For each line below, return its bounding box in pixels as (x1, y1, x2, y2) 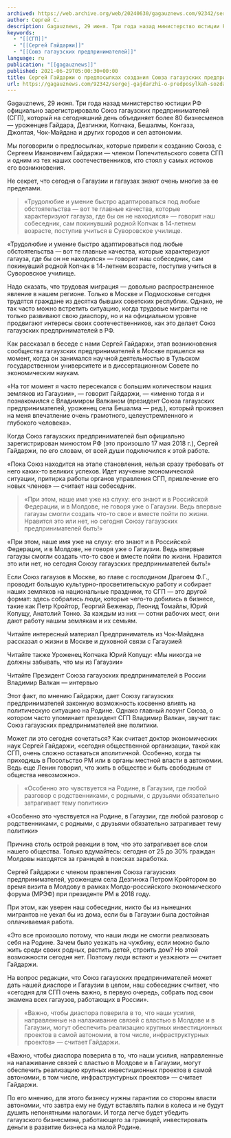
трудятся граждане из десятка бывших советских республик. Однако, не (7, 297, 223, 306)
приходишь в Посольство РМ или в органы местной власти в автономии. (7, 757, 223, 765)
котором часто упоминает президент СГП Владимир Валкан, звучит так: (7, 714, 221, 722)
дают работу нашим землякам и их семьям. (7, 616, 137, 625)
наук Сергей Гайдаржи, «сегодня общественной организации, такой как (7, 741, 221, 750)
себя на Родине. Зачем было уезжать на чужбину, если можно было (7, 939, 210, 947)
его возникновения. (7, 164, 65, 172)
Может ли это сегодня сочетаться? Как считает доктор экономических (7, 735, 218, 743)
